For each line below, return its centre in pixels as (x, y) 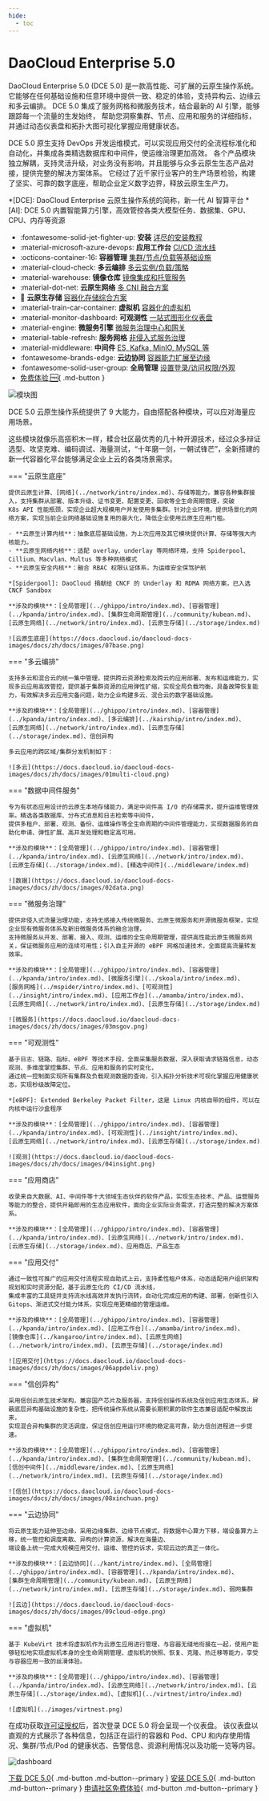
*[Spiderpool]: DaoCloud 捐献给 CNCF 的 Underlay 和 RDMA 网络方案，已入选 (129, 584)
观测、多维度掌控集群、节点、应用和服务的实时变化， (83, 1068)
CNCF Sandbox (30, 590)
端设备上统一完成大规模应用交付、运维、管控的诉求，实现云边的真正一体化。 (116, 1548)
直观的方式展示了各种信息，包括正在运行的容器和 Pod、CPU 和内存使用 (126, 1736)
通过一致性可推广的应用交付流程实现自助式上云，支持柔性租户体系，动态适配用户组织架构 (133, 1279)
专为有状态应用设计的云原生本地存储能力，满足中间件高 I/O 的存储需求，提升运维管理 (130, 807)
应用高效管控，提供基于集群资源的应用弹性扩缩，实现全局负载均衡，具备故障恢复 (139, 687)
